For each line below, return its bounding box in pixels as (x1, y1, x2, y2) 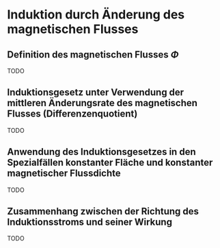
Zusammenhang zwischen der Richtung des (7, 206, 200, 217)
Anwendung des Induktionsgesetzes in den (7, 146, 196, 158)
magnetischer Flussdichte (7, 168, 121, 179)
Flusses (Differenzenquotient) (7, 108, 138, 120)
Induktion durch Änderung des (7, 7, 185, 23)
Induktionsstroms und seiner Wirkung (7, 216, 173, 228)
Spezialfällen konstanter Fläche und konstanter (7, 157, 213, 169)
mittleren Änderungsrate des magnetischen (7, 97, 198, 109)
